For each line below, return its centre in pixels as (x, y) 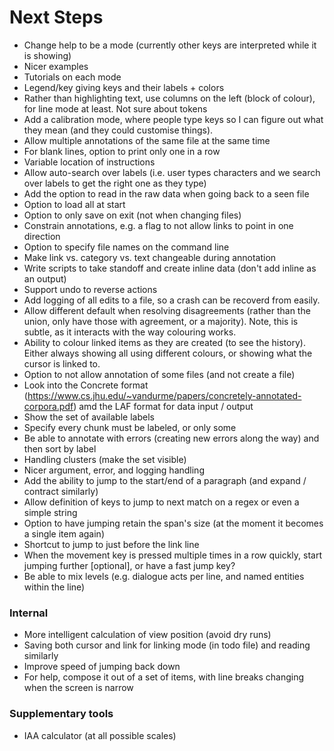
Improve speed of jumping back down (102, 667)
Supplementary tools (61, 714)
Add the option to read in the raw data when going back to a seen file (166, 193)
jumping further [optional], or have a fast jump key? (129, 565)
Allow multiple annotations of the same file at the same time (147, 140)
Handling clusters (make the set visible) (105, 459)
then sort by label (60, 448)
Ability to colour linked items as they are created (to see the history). (164, 342)
